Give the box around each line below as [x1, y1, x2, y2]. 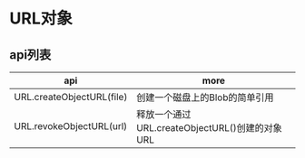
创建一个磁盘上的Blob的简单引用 [135, 91, 274, 104]
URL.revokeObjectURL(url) [14, 120, 128, 132]
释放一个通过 [135, 108, 192, 120]
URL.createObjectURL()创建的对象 [135, 122, 283, 134]
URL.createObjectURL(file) [14, 91, 128, 103]
